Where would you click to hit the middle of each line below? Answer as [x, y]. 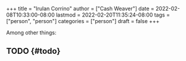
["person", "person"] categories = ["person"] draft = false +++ [83, 21]
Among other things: [31, 33]
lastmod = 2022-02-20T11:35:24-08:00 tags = [113, 15]
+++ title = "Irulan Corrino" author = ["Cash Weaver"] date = [80, 9]
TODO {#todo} [33, 51]
